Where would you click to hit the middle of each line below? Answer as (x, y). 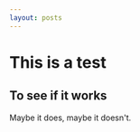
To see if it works (58, 96)
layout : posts (36, 18)
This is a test (58, 62)
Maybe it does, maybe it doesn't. (70, 118)
